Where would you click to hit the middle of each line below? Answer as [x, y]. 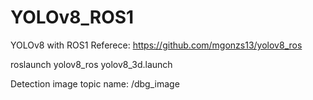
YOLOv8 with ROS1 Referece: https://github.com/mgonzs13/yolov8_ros [156, 45]
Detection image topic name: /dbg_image [95, 83]
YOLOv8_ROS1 [72, 17]
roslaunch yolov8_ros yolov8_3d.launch [91, 64]
